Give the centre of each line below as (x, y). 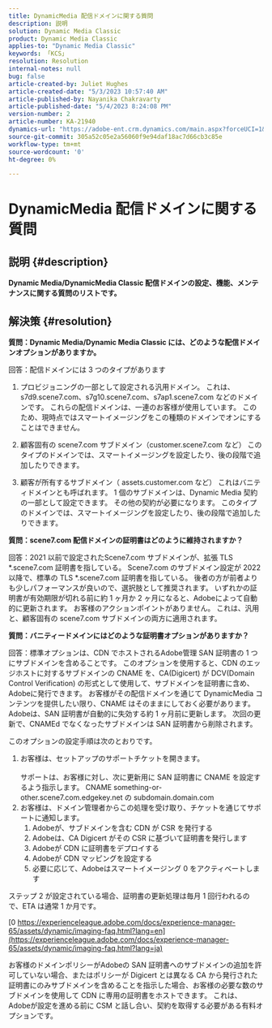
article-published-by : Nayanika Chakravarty (85, 99)
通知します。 (63, 818)
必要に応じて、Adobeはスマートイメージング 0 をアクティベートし (142, 869)
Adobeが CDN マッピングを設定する (92, 858)
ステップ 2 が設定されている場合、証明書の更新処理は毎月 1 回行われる (125, 896)
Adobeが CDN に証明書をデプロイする (96, 849)
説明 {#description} (59, 262)
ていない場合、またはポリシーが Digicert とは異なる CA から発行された (140, 975)
